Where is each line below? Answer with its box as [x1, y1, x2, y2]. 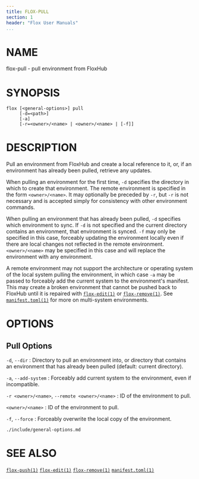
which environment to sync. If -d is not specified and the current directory [6, 221, 187, 229]
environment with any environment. [6, 253, 93, 261]
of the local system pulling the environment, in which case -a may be [6, 271, 175, 278]
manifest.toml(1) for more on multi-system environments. [6, 296, 149, 303]
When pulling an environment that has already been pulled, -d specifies [6, 215, 181, 223]
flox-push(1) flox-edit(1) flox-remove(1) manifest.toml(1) [6, 468, 154, 474]
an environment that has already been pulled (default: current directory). [6, 363, 184, 370]
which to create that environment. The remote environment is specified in [6, 185, 186, 192]
